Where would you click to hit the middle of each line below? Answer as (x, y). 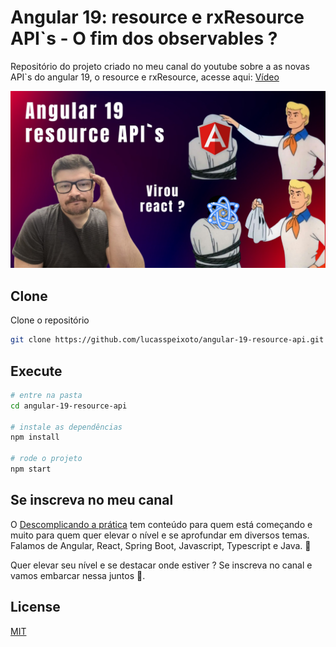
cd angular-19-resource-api (69, 406)
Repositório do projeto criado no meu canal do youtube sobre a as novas (160, 66)
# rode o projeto (46, 459)
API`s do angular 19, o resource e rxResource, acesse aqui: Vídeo (145, 77)
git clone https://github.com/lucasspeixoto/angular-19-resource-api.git (167, 340)
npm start (31, 469)
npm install (35, 437)
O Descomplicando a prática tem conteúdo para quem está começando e (161, 524)
